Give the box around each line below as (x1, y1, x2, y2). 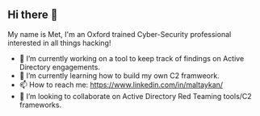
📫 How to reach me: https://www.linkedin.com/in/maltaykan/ (19, 80, 224, 89)
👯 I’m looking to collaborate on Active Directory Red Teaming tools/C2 (19, 91, 252, 101)
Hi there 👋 (7, 8, 58, 22)
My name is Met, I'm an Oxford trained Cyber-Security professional (7, 29, 232, 39)
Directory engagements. (19, 62, 100, 72)
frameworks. (19, 100, 62, 110)
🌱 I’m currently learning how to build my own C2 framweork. (19, 70, 220, 81)
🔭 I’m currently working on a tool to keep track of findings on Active (19, 53, 245, 63)
